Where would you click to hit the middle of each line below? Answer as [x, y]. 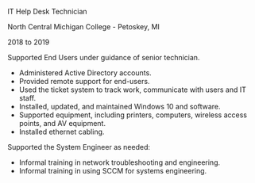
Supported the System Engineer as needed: [79, 147]
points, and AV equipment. [62, 123]
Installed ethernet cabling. [62, 132]
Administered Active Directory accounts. [85, 73]
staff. [27, 98]
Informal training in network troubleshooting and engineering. [119, 162]
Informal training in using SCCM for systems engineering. [113, 171]
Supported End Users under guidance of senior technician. [104, 57]
